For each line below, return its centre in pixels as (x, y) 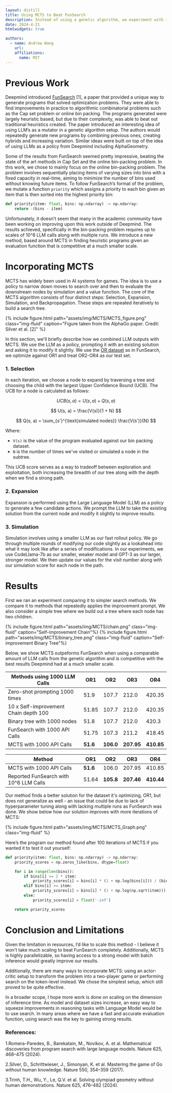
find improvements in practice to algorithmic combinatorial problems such (83, 108)
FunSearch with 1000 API (39, 730)
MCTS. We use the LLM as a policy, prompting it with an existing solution (82, 344)
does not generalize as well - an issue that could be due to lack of (75, 800)
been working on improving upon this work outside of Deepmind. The (79, 224)
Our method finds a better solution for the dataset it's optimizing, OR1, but (83, 795)
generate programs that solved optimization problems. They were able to (82, 103)
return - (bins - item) (39, 209)
